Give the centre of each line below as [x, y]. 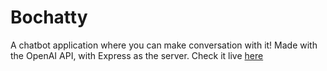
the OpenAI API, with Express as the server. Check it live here [137, 55]
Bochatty [49, 17]
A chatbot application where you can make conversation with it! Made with [164, 45]
